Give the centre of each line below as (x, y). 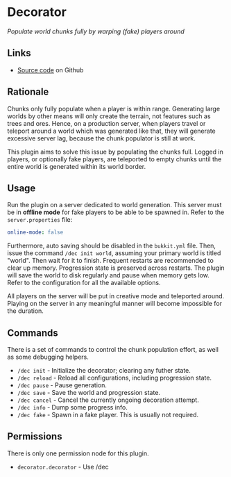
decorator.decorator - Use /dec (63, 467)
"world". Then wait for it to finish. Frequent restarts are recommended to (110, 261)
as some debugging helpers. (48, 357)
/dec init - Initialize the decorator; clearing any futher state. (104, 371)
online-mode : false (35, 233)
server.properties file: (40, 220)
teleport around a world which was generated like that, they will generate (112, 131)
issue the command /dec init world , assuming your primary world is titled (114, 253)
